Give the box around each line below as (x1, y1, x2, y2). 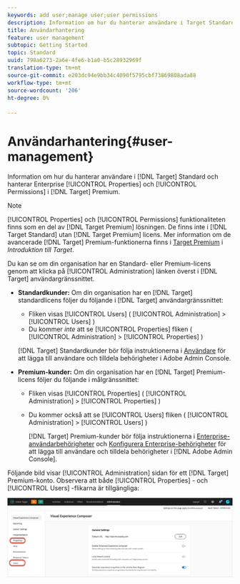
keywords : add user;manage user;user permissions (7, 11, 159, 19)
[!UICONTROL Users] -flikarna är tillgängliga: (7, 484, 139, 493)
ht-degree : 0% (7, 94, 50, 101)
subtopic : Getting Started (7, 41, 88, 49)
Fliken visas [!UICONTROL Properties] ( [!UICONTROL (28, 389, 187, 398)
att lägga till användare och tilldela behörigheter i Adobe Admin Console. (17, 354, 231, 363)
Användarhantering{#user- (7, 134, 174, 150)
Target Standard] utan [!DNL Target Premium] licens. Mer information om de (7, 231, 231, 239)
